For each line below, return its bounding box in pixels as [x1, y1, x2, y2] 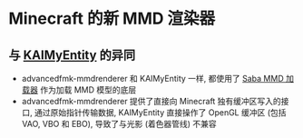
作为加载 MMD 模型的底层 [39, 84, 137, 95]
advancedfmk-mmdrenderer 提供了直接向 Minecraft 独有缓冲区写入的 [21, 96, 282, 106]
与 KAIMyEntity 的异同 [8, 47, 136, 63]
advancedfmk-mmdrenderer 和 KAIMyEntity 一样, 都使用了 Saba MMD [21, 74, 284, 84]
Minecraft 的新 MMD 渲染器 [8, 8, 216, 29]
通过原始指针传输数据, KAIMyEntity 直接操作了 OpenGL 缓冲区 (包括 [34, 107, 287, 118]
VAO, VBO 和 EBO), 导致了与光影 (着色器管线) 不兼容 [21, 119, 217, 129]
